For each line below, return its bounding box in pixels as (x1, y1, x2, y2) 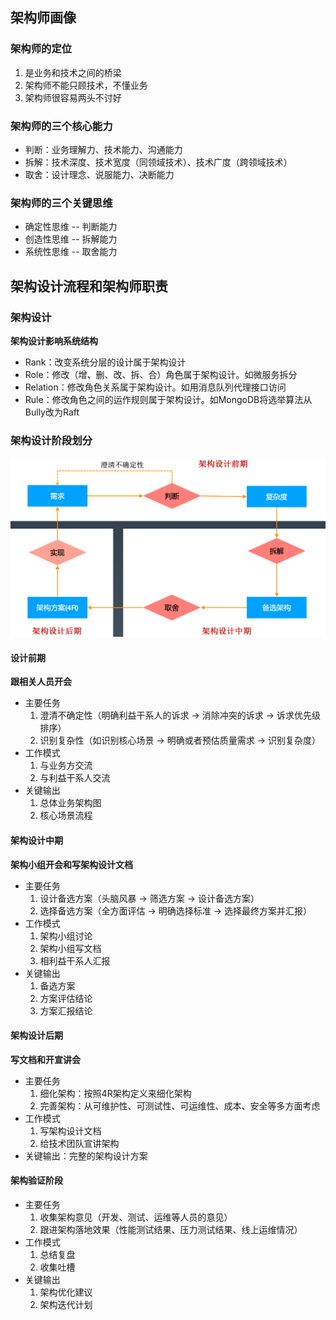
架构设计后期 (10, 1029, 63, 1042)
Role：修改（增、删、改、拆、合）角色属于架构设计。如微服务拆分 (24, 368, 298, 380)
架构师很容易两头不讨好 (24, 91, 122, 103)
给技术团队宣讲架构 (39, 1137, 120, 1149)
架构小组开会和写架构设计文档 (10, 858, 133, 870)
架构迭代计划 (39, 1299, 93, 1311)
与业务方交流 (39, 759, 93, 772)
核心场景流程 (39, 809, 93, 822)
